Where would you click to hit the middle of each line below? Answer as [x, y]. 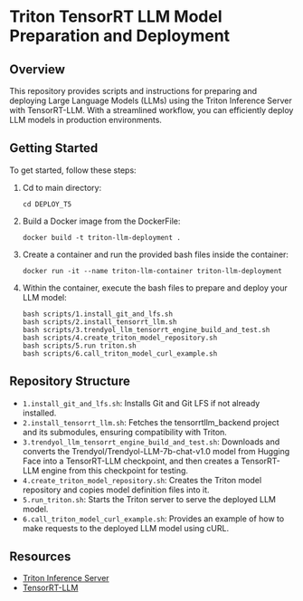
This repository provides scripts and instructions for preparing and [133, 91]
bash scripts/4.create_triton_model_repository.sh [120, 338]
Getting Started [54, 148]
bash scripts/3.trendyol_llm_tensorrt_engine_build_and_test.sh [146, 329]
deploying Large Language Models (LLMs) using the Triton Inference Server [151, 100]
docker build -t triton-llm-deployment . [101, 237]
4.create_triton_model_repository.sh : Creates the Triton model [142, 480]
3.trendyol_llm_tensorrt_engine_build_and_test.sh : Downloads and [151, 442]
